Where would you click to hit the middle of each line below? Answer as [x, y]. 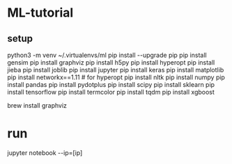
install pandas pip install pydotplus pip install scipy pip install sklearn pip [111, 84]
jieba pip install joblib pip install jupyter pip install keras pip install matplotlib [116, 70]
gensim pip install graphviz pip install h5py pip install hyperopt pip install [111, 63]
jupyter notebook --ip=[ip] [45, 153]
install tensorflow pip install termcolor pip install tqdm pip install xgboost [111, 92]
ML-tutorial [40, 13]
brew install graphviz [37, 105]
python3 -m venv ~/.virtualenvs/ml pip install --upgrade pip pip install [107, 55]
